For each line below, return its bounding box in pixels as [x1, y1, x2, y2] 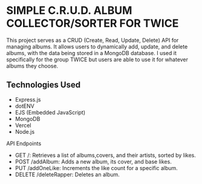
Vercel [15, 122, 31, 129]
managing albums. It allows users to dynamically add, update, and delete [6, 43, 188, 50]
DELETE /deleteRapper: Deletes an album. [15, 171, 120, 178]
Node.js [15, 128, 35, 135]
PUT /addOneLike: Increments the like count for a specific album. [15, 164, 178, 171]
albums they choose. [6, 62, 59, 70]
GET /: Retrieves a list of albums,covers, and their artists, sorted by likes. [15, 151, 197, 159]
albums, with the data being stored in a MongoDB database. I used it [6, 49, 177, 56]
